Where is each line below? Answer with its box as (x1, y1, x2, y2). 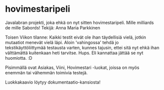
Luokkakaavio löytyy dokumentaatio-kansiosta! (5, 79, 101, 85)
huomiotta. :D (5, 55, 33, 61)
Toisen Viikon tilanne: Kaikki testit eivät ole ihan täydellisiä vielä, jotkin (5, 34, 146, 40)
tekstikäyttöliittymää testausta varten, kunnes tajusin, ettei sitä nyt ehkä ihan (5, 45, 160, 50)
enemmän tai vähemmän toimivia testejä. (5, 69, 88, 75)
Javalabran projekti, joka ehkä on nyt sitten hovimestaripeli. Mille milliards (5, 20, 154, 25)
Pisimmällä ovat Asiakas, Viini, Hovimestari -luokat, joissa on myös (5, 65, 139, 70)
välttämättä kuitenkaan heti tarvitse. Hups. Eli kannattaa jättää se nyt (5, 50, 143, 56)
